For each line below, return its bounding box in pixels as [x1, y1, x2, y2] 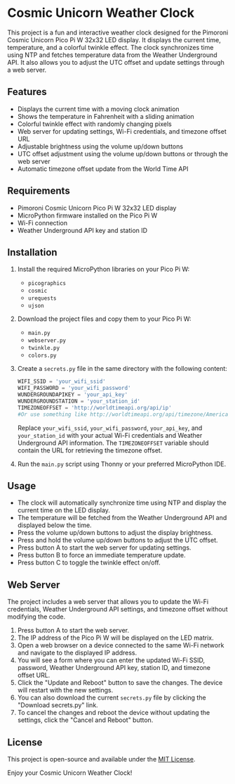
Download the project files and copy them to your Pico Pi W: [17, 315, 192, 323]
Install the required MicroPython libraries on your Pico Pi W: [17, 265, 190, 274]
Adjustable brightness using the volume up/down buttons [17, 142, 184, 151]
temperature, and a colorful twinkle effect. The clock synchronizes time [7, 43, 214, 51]
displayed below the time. [17, 521, 93, 529]
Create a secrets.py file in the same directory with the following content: [17, 365, 228, 373]
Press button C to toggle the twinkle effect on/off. [17, 558, 161, 567]
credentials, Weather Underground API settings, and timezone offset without [7, 605, 228, 614]
